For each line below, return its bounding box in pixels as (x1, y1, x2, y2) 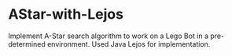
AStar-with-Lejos (8, 5, 124, 23)
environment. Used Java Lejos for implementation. (46, 39, 211, 48)
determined (8, 39, 46, 48)
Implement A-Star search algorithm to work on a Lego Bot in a (8, 31, 208, 40)
